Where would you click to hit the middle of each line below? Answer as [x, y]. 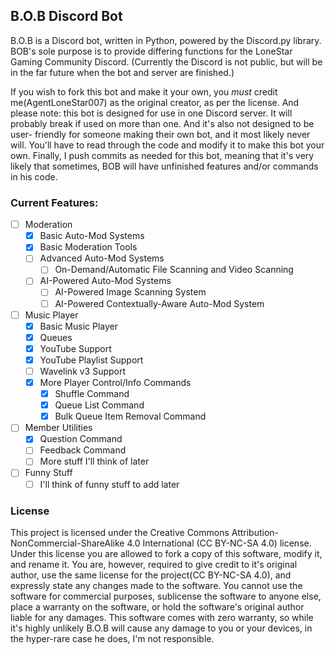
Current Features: [54, 202]
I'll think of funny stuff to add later [109, 484]
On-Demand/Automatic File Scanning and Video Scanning [174, 270]
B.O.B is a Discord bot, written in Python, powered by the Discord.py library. [166, 40]
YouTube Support [75, 348]
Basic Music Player [78, 326]
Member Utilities [58, 428]
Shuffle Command [92, 394]
